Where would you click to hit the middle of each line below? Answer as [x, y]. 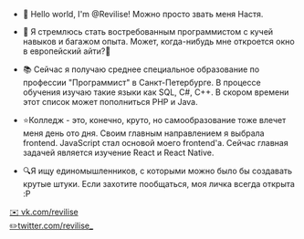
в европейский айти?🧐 [67, 51]
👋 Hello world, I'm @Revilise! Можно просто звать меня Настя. [143, 14]
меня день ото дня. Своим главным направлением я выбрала [143, 133]
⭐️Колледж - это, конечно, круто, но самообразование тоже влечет [154, 120]
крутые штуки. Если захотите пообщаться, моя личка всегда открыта [158, 184]
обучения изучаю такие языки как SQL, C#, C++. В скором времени [156, 92]
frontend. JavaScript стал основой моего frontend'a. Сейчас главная [156, 143]
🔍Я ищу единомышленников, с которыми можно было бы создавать [157, 171]
